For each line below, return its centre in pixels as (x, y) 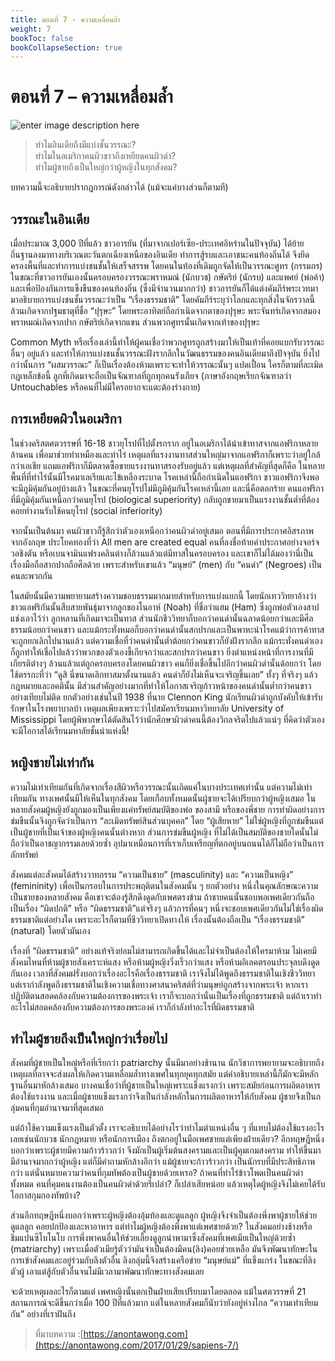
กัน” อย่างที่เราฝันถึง (43, 1314)
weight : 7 (31, 29)
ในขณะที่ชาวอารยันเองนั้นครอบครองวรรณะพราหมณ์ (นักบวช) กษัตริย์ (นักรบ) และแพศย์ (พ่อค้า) (167, 277)
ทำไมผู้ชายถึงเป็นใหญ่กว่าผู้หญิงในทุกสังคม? (106, 167)
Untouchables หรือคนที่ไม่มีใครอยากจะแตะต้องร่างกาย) (106, 387)
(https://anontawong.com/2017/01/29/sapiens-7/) (137, 1345)
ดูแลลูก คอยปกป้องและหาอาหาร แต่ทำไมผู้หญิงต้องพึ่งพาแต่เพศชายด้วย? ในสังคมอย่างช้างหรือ (161, 1227)
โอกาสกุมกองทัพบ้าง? (45, 1195)
